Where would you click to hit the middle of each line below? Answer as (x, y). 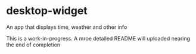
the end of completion (33, 45)
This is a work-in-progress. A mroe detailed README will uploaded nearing (98, 38)
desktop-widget (47, 11)
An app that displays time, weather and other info (67, 27)
